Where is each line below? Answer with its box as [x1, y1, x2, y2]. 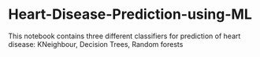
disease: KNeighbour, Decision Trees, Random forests [8, 39, 184, 48]
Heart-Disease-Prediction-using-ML [8, 5, 252, 23]
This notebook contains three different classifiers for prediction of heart [8, 31, 241, 41]
